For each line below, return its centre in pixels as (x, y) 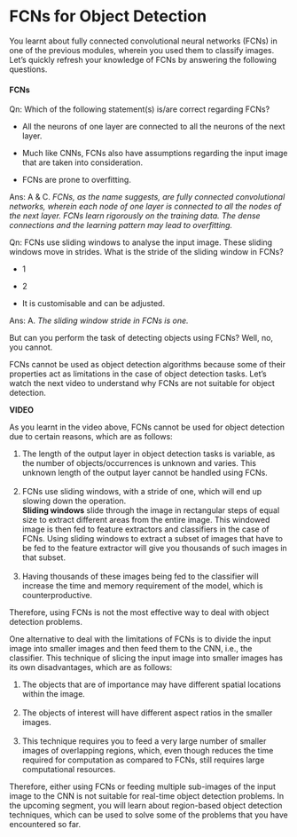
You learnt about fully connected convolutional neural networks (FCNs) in (143, 41)
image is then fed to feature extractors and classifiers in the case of (146, 529)
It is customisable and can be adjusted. (94, 304)
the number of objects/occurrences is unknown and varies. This (139, 463)
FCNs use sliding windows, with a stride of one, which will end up (142, 492)
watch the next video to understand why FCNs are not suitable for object (142, 383)
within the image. (54, 694)
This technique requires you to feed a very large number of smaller (144, 741)
